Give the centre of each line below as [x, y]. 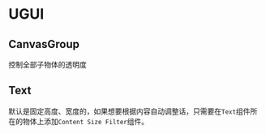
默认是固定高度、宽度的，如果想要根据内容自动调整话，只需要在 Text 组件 [129, 111]
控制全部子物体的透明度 [47, 65]
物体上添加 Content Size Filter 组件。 [86, 121]
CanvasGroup [44, 44]
